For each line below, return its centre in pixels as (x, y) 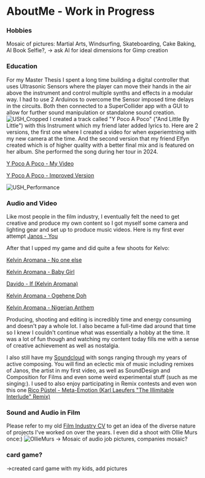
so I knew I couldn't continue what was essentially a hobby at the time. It (98, 332)
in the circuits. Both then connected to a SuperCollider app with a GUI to (98, 106)
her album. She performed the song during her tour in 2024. (82, 151)
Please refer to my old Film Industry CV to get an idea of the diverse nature (101, 426)
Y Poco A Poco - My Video (40, 163)
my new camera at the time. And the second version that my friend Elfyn (98, 138)
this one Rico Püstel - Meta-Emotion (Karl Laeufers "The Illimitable (90, 390)
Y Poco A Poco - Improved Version (50, 175)
